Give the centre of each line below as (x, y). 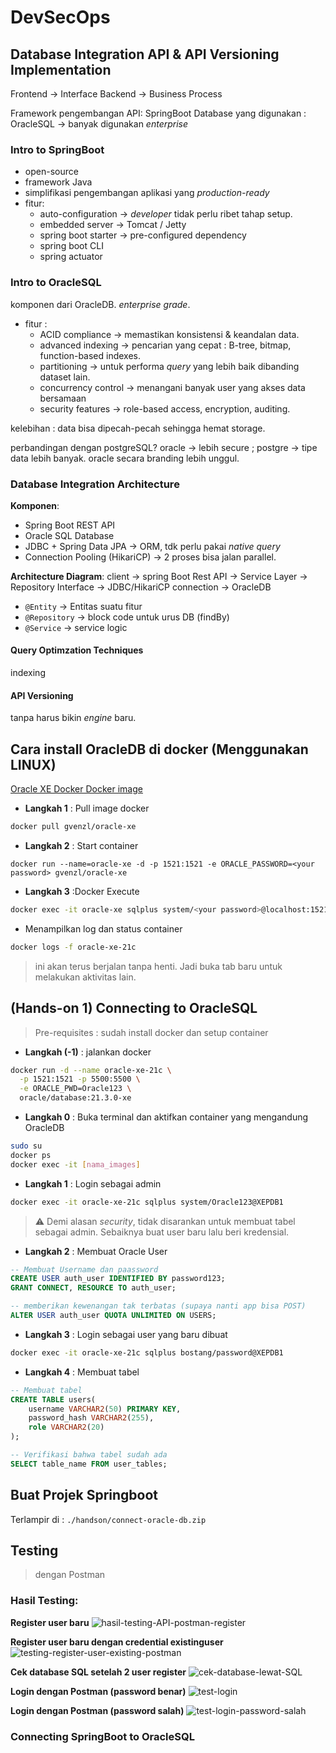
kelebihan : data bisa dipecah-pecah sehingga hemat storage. (138, 428)
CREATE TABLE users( (53, 1399)
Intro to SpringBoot (57, 149)
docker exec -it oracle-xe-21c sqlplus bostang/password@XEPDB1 (147, 1352)
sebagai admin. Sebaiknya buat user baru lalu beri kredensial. (162, 1232)
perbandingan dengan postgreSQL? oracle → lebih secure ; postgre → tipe (164, 447)
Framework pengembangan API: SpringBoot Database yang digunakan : (158, 113)
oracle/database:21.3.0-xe (75, 1098)
